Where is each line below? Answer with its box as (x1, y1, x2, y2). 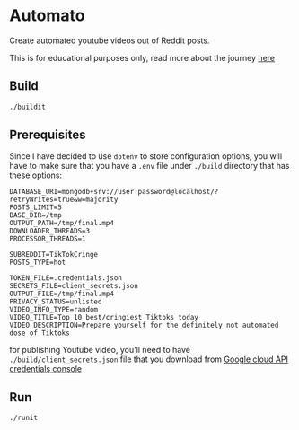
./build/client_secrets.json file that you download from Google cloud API (9, 354, 289, 364)
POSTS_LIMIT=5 (9, 203, 63, 212)
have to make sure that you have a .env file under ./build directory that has (9, 161, 290, 171)
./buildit (9, 102, 47, 111)
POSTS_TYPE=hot (9, 258, 66, 268)
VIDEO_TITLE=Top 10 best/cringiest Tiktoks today (9, 313, 199, 322)
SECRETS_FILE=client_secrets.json (9, 282, 139, 291)
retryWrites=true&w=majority (9, 195, 119, 205)
